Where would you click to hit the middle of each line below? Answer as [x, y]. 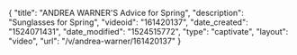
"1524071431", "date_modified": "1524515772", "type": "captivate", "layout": [148, 31]
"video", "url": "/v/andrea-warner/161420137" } [95, 41]
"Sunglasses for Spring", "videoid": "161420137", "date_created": [128, 22]
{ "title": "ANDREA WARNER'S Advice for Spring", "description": [126, 13]
